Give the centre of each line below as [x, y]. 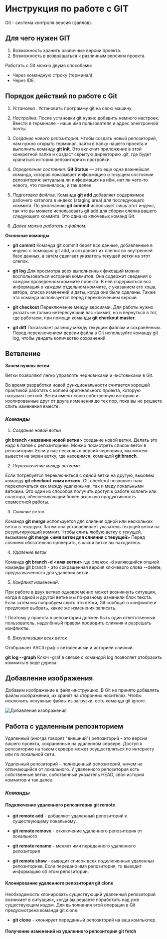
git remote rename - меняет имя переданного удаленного [74, 846]
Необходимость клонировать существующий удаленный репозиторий [81, 894]
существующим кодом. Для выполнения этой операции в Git [70, 905]
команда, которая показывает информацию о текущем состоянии [83, 174]
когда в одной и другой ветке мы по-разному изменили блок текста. [79, 597]
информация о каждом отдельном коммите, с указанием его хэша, [84, 287]
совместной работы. [27, 502]
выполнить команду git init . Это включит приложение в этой [77, 149]
